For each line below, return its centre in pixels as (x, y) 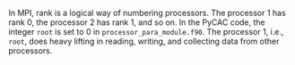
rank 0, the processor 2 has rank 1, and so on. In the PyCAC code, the (137, 22)
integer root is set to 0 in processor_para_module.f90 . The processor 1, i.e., (146, 32)
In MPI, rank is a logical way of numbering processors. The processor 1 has (147, 13)
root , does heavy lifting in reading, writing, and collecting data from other (144, 41)
